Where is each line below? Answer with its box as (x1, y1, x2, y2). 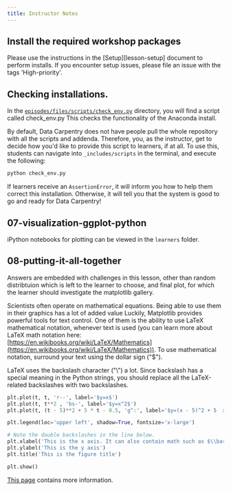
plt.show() (7, 463, 38, 470)
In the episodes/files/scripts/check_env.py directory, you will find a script (7, 107, 220, 115)
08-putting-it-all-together (7, 255, 122, 267)
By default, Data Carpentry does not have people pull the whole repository (7, 127, 218, 136)
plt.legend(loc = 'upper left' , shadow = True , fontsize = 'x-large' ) (7, 419, 195, 426)
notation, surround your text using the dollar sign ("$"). (7, 353, 163, 361)
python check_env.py (7, 170, 67, 177)
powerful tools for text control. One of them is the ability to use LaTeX (7, 316, 204, 324)
